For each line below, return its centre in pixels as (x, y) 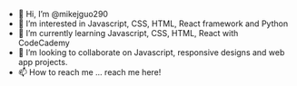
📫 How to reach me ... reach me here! (89, 72)
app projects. (43, 62)
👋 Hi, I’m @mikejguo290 (63, 14)
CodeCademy (44, 43)
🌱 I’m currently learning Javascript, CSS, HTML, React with (128, 33)
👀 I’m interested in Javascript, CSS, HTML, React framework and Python (153, 24)
